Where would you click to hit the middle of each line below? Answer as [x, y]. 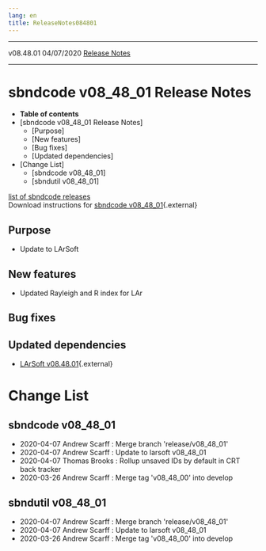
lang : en [23, 15]
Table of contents [49, 114]
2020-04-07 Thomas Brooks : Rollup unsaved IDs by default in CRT [130, 461]
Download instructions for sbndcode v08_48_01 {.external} [103, 205]
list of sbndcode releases [49, 197]
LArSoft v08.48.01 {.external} [66, 364]
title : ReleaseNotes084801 [53, 23]
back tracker [40, 469]
